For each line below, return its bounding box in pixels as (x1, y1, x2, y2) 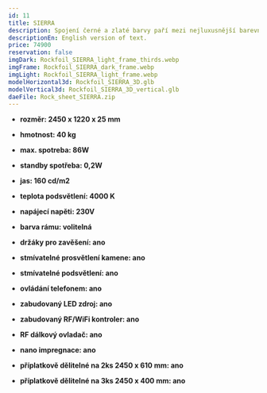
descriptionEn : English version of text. (8, 33, 148, 42)
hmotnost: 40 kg (19, 130, 77, 140)
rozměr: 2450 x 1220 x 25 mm (19, 114, 121, 124)
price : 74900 (8, 41, 52, 49)
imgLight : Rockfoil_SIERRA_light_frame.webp (8, 71, 158, 79)
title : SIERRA (8, 19, 56, 27)
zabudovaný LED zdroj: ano (19, 299, 113, 309)
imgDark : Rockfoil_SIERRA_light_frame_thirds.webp (8, 56, 180, 64)
